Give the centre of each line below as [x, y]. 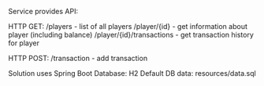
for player [24, 43]
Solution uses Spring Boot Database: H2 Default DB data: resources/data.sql [132, 73]
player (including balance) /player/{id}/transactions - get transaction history [131, 35]
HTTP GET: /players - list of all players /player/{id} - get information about [128, 26]
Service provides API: [43, 11]
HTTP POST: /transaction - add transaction [78, 58]
